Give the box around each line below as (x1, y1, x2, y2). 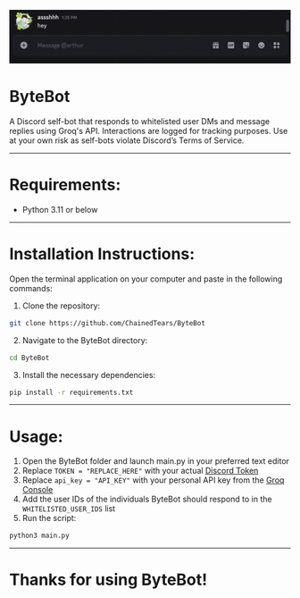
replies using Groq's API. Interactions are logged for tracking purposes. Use (9, 125, 288, 136)
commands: (9, 282, 54, 293)
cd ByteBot (9, 353, 50, 362)
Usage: (9, 426, 64, 447)
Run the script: (21, 513, 77, 524)
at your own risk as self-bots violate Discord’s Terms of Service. (9, 135, 245, 146)
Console (21, 484, 54, 495)
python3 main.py (9, 531, 70, 541)
